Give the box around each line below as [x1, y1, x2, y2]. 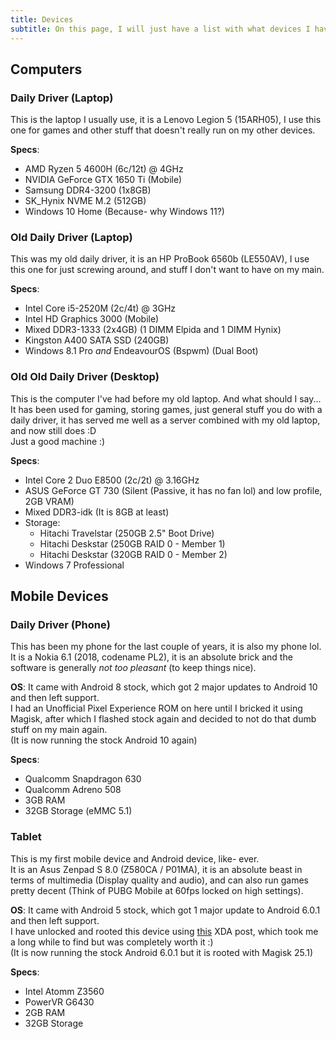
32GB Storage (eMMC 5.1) [24, 805, 133, 817]
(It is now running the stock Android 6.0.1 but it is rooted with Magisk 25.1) [10, 946, 314, 958]
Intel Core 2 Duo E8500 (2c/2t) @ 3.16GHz [24, 474, 200, 486]
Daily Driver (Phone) [10, 618, 111, 632]
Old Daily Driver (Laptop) [10, 231, 133, 245]
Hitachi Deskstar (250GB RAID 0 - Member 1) [39, 537, 226, 550]
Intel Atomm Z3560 [24, 985, 105, 997]
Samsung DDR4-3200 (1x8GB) [24, 184, 152, 196]
